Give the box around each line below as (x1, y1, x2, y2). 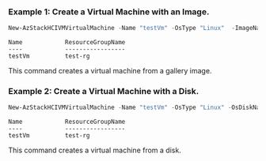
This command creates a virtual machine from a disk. (8, 145, 182, 155)
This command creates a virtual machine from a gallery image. (8, 66, 212, 76)
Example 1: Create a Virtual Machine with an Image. (8, 6, 210, 17)
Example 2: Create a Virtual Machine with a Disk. (8, 86, 199, 97)
